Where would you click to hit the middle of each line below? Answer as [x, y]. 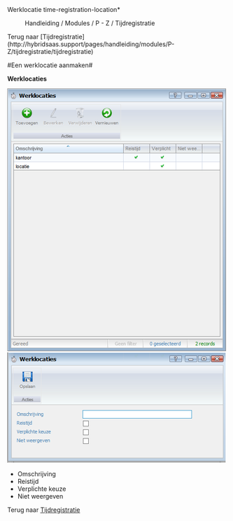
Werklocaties [27, 79]
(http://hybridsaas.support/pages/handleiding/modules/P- [91, 44]
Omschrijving [36, 474]
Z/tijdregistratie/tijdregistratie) [50, 51]
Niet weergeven [40, 496]
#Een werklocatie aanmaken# [50, 65]
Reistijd [28, 481]
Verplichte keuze [42, 489]
